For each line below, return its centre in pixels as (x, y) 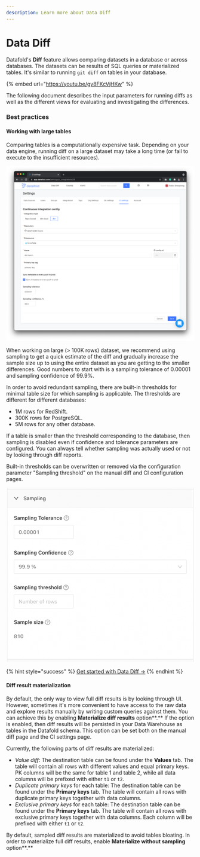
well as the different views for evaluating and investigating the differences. (98, 102)
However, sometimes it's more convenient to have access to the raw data (96, 705)
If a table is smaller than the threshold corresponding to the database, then (98, 436)
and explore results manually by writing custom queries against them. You (97, 711)
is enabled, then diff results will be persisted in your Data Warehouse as (94, 724)
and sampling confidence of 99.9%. (50, 375)
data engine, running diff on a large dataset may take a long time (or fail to (97, 151)
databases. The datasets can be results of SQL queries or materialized (93, 66)
